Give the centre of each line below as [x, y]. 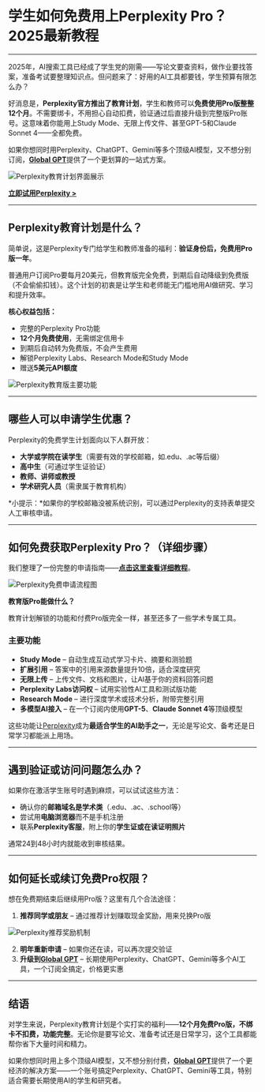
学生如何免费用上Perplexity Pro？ [118, 16]
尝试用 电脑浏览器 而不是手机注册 [71, 817]
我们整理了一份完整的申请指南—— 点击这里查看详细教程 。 [101, 568]
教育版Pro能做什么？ [42, 602]
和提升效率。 [29, 295]
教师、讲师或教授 [47, 476]
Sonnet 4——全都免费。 [47, 133]
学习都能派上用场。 [46, 735]
